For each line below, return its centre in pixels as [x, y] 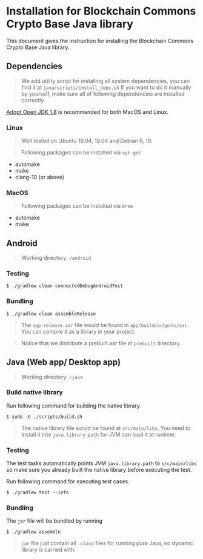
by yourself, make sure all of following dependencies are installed [103, 94]
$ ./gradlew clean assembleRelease [51, 314]
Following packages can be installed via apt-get [81, 153]
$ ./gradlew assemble [34, 532]
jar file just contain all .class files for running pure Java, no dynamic [107, 543]
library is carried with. [48, 550]
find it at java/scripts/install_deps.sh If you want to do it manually [106, 87]
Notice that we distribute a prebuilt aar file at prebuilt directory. [101, 343]
